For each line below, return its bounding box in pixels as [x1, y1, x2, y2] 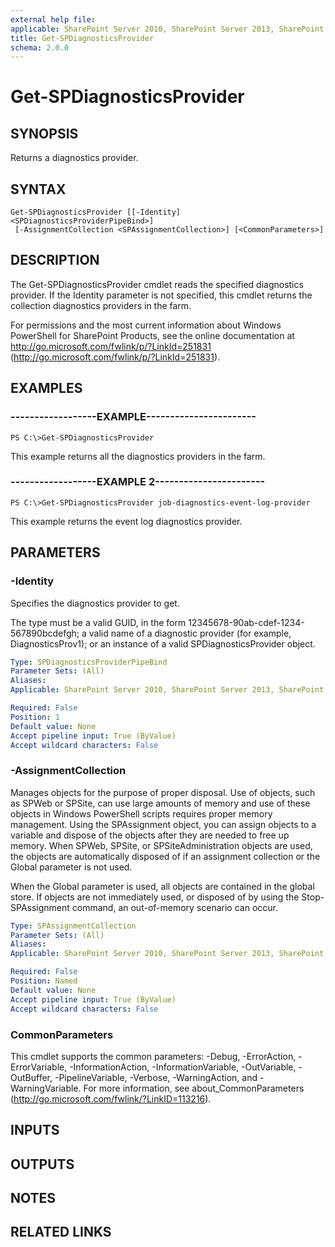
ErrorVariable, [10, 1061, 68, 1073]
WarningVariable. [10, 1082, 82, 1094]
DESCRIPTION [10, 252, 100, 269]
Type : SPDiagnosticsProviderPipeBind [10, 657, 168, 667]
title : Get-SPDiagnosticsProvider [10, 33, 155, 43]
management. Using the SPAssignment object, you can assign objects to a [10, 818, 317, 830]
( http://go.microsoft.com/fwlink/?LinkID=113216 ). [10, 1092, 212, 1105]
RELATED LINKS [10, 1224, 112, 1241]
